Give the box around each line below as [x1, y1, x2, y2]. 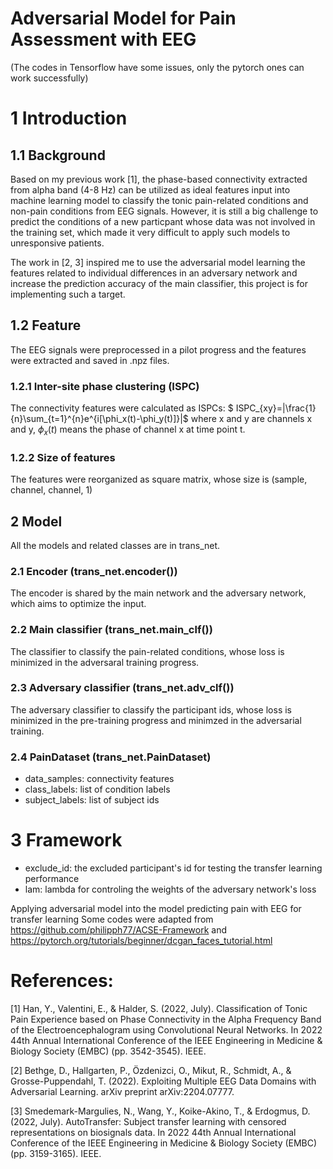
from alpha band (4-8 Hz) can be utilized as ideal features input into [10, 183, 291, 196]
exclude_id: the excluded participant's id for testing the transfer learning [24, 862, 323, 874]
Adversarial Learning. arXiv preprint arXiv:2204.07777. [10, 1086, 235, 1098]
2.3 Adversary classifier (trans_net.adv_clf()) [10, 681, 235, 695]
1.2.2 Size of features [10, 450, 116, 464]
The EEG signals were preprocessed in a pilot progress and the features [10, 343, 307, 356]
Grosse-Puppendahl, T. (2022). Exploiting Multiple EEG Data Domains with [10, 1075, 317, 1087]
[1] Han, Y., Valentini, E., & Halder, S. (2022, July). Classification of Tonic [10, 1003, 308, 1015]
